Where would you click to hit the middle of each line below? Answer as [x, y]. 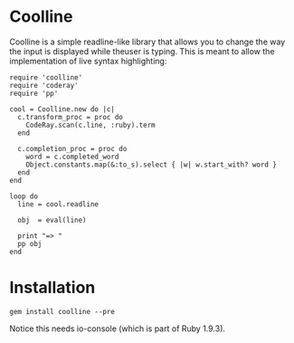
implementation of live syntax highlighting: [88, 61]
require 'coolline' [46, 77]
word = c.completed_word [72, 157]
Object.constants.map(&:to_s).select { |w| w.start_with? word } [152, 165]
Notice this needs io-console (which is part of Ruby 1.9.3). [118, 329]
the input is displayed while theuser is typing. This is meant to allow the [142, 51]
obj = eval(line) [52, 220]
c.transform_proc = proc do [71, 117]
